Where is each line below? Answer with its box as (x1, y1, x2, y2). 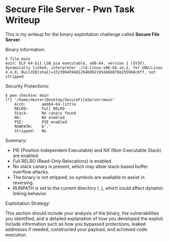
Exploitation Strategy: (5, 200, 50, 206)
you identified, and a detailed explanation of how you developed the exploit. (5, 215, 164, 222)
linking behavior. (12, 190, 47, 196)
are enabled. (12, 153, 39, 159)
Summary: (5, 137, 27, 143)
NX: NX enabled (14, 115, 65, 120)
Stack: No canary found (14, 110, 76, 115)
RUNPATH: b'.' (14, 124, 51, 129)
